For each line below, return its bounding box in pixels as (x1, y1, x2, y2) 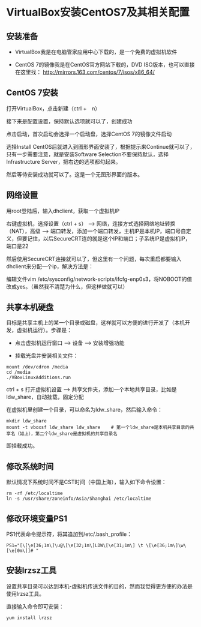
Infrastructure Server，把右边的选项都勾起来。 (6, 158, 121, 165)
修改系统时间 (6, 461, 54, 472)
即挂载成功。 (6, 442, 38, 449)
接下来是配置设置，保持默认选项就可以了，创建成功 (6, 118, 133, 125)
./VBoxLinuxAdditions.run (6, 374, 71, 381)
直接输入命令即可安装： (6, 602, 64, 610)
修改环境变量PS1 (6, 514, 68, 524)
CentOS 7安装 (6, 88, 58, 98)
